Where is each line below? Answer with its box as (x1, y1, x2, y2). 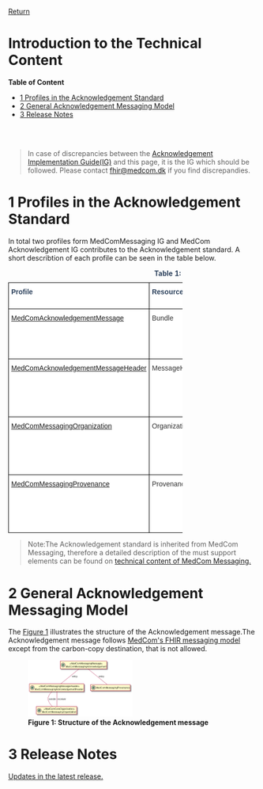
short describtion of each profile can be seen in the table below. (8, 253, 216, 262)
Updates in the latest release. (8, 772, 104, 781)
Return (8, 7, 30, 16)
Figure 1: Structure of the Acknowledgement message (28, 717, 209, 727)
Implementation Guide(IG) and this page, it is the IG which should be (27, 157, 250, 166)
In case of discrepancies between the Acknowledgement (27, 148, 213, 158)
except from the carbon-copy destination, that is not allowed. (8, 644, 208, 654)
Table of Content (8, 77, 65, 86)
